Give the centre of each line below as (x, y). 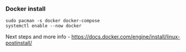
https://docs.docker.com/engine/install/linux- (126, 37)
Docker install (26, 9)
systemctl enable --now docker (44, 26)
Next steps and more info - (38, 37)
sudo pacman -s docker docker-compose (53, 21)
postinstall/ (19, 43)
